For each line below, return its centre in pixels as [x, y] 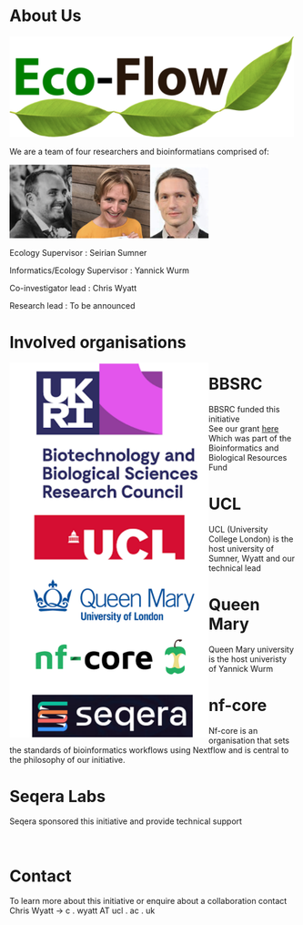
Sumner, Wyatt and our [252, 558]
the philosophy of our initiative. [67, 759]
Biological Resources [248, 457]
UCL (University [238, 529]
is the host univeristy [247, 659]
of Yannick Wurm [241, 668]
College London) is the [251, 539]
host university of [242, 548]
